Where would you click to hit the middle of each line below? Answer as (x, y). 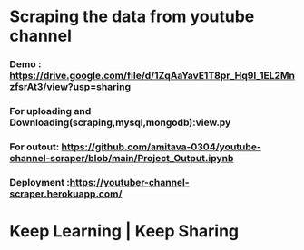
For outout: (34, 147)
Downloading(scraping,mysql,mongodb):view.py (120, 122)
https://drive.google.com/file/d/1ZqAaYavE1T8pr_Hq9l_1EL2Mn (152, 76)
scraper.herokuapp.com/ (66, 194)
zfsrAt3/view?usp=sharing (70, 87)
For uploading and (50, 111)
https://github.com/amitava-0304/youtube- (161, 147)
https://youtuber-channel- (129, 182)
